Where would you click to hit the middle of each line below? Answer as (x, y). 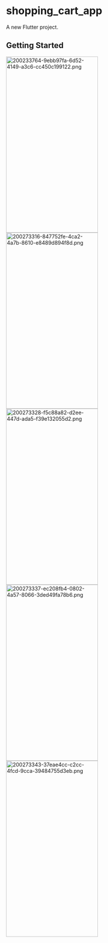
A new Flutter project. (32, 27)
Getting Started (35, 45)
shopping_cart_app (54, 11)
